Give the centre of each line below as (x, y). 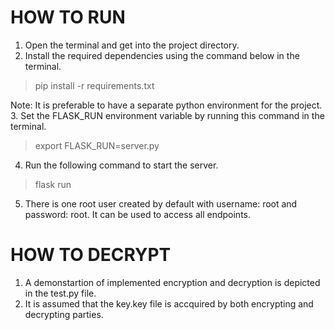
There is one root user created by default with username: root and (161, 203)
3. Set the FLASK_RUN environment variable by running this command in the (167, 115)
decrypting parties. (64, 314)
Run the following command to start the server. (121, 165)
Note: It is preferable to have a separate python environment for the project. (166, 105)
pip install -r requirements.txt (94, 85)
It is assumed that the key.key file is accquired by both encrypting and (169, 303)
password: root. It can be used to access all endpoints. (137, 214)
